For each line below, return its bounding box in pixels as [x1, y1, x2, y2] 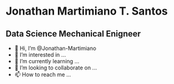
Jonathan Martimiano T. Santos [5, 4, 168, 18]
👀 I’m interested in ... [14, 51, 66, 58]
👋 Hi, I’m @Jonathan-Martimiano [14, 44, 97, 52]
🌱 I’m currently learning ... [14, 58, 80, 65]
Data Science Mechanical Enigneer [5, 29, 141, 39]
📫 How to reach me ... [14, 71, 71, 78]
